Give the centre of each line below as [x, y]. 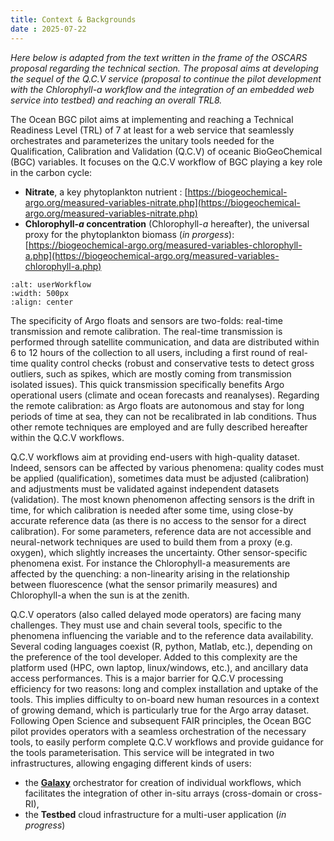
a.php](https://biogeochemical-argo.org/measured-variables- [152, 255]
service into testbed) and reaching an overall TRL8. [116, 100]
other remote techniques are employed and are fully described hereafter [159, 427]
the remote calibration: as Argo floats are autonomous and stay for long [157, 405]
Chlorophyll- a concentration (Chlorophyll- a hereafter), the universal [167, 223]
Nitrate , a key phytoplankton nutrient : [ [106, 192]
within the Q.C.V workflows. [67, 437]
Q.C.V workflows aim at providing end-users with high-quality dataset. [155, 457]
